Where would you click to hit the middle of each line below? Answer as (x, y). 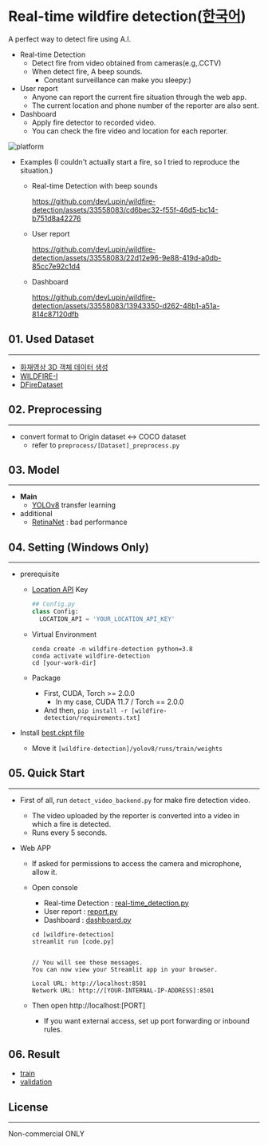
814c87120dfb (55, 314)
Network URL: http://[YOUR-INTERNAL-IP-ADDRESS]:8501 (123, 990)
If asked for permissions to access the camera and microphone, (136, 863)
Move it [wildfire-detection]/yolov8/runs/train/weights (127, 748)
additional (36, 514)
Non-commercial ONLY (47, 1134)
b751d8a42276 (56, 218)
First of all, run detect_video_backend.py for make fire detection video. (135, 800)
